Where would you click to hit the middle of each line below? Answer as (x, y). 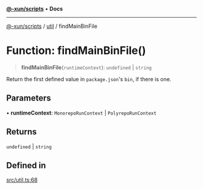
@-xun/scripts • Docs (35, 9)
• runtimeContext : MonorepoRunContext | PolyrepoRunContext (82, 113)
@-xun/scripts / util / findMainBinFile (52, 26)
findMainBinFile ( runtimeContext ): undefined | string (86, 67)
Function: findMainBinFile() (76, 51)
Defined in (26, 165)
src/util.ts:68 (22, 180)
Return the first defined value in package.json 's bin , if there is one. (89, 79)
